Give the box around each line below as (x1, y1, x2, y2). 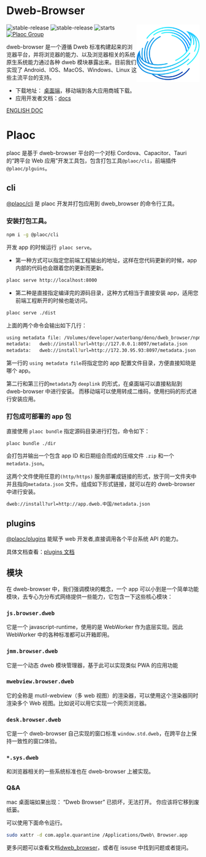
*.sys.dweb (6, 755, 39, 761)
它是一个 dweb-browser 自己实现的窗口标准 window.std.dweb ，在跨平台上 (6, 730, 192, 737)
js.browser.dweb (6, 609, 55, 617)
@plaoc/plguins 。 (6, 164, 51, 172)
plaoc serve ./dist (6, 310, 56, 316)
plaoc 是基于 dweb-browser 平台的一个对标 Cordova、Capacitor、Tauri (6, 149, 187, 156)
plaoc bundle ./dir (6, 440, 56, 446)
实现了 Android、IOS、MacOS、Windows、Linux (6, 66, 130, 74)
